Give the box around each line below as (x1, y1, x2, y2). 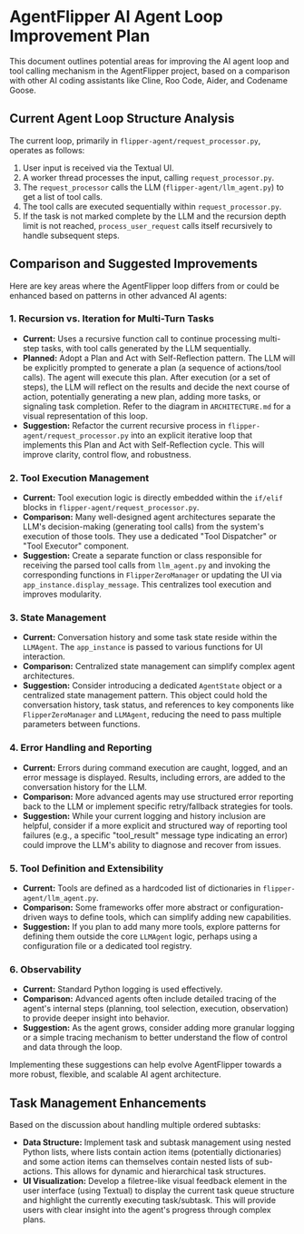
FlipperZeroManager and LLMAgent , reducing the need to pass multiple (22, 709, 282, 720)
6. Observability (9, 963, 82, 975)
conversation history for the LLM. (22, 781, 148, 792)
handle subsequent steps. (22, 230, 120, 241)
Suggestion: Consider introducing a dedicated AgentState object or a (22, 680, 283, 691)
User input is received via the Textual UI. (22, 162, 174, 173)
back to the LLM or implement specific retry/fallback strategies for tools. (22, 801, 293, 812)
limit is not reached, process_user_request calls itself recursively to (22, 220, 273, 231)
